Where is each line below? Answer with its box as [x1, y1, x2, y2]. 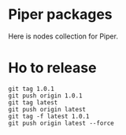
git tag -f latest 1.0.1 [8, 112, 90, 120]
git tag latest [8, 98, 58, 107]
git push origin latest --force [8, 119, 114, 127]
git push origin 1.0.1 [8, 92, 83, 100]
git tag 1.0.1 [8, 85, 55, 93]
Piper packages [8, 5, 113, 24]
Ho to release [8, 59, 97, 77]
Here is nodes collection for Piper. [8, 31, 118, 41]
